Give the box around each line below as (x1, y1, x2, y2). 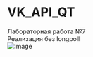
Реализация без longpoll (7, 34, 80, 42)
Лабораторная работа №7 (7, 27, 86, 35)
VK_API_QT (7, 4, 75, 20)
